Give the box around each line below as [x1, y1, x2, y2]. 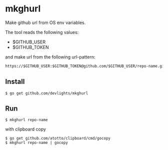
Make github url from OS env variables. [5, 19, 86, 25]
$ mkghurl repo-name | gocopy [5, 140, 68, 145]
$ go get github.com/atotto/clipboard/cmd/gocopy [5, 136, 111, 141]
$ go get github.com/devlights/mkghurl [5, 90, 88, 95]
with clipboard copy [5, 126, 46, 132]
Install [5, 77, 25, 86]
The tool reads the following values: [5, 29, 79, 35]
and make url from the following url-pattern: [5, 53, 95, 60]
